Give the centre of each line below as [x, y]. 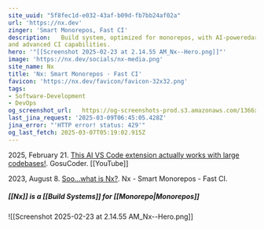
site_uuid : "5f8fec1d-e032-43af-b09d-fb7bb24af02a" [94, 15]
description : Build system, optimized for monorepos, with [110, 37]
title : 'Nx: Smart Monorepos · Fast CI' [75, 74]
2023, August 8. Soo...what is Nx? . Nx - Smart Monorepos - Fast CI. [118, 179]
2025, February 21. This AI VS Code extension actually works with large [124, 155]
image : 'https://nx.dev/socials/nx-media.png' [86, 60]
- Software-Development [47, 96]
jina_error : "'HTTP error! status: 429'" [77, 125]
